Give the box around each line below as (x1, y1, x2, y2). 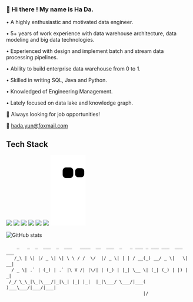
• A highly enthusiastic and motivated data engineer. (6, 19, 134, 26)
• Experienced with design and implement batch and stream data (6, 48, 164, 55)
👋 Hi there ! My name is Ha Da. (6, 5, 94, 14)
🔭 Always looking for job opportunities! (6, 111, 100, 118)
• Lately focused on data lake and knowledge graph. (6, 99, 134, 106)
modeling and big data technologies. (6, 36, 95, 43)
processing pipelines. (6, 54, 58, 61)
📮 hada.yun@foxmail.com (6, 122, 68, 129)
